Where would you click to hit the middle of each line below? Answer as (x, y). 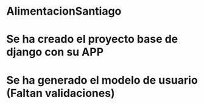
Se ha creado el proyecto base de (92, 39)
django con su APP (55, 52)
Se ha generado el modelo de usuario (102, 80)
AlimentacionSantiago (64, 11)
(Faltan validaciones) (61, 93)
